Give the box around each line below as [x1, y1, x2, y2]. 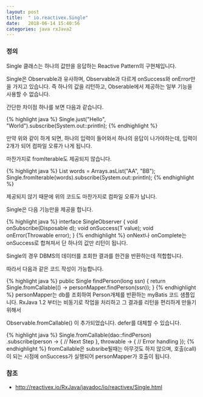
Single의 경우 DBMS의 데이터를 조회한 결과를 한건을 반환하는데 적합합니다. [6, 252, 184, 259]
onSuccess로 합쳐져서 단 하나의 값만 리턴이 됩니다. [6, 239, 128, 247]
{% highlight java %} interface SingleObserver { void [6, 217, 138, 225]
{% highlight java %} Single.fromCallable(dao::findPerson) [6, 331, 152, 339]
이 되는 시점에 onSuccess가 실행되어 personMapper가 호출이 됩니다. [6, 353, 171, 360]
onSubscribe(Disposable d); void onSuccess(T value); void [6, 224, 154, 231]
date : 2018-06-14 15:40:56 [6, 20, 80, 26]
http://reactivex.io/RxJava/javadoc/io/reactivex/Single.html [15, 383, 163, 390]
